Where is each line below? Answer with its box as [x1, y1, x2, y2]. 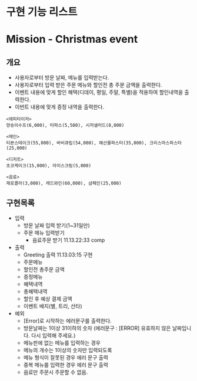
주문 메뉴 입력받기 [23, 230, 65, 236]
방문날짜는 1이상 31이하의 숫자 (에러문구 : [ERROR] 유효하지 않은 [23, 325, 171, 332]
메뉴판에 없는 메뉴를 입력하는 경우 [23, 339, 101, 346]
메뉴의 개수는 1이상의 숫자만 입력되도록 [23, 347, 112, 353]
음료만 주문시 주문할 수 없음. [23, 369, 88, 376]
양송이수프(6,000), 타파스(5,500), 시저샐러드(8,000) [6, 123, 125, 129]
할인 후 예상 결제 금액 [23, 295, 72, 302]
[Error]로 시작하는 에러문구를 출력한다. [23, 318, 112, 324]
